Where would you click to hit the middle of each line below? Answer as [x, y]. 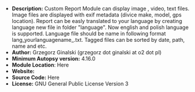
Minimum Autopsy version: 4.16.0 [53, 59]
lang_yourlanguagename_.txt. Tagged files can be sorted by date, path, [98, 40]
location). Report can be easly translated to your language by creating [97, 21]
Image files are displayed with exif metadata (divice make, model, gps [97, 15]
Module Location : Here [40, 65]
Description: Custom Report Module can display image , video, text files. [100, 9]
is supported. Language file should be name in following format [89, 34]
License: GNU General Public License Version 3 [70, 84]
